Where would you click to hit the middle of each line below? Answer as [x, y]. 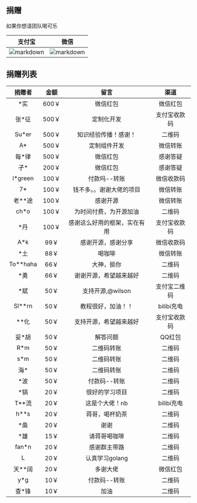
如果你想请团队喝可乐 [32, 26]
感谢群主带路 [107, 447]
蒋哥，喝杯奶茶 [107, 414]
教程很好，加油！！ [107, 306]
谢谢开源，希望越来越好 [107, 275]
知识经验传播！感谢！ [107, 134]
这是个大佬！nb [106, 403]
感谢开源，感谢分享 [107, 242]
